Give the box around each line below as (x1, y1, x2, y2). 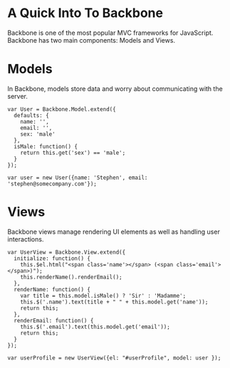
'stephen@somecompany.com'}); (7, 180, 98, 188)
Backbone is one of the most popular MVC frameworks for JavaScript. (7, 28, 214, 37)
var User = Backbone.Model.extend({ (7, 105, 116, 113)
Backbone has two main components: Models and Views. (7, 36, 176, 44)
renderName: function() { (14, 286, 91, 293)
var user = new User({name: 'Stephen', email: (7, 174, 148, 181)
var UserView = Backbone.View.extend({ (7, 249, 126, 256)
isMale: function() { (14, 143, 78, 150)
